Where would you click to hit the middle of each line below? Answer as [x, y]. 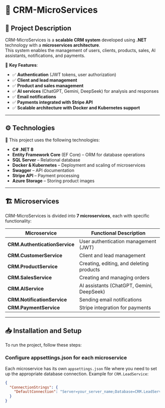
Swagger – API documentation [43, 170]
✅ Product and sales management [48, 86]
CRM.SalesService [30, 277]
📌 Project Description [38, 28]
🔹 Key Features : [22, 65]
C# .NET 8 [23, 149]
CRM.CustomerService [35, 255]
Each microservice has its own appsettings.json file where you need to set [81, 368]
